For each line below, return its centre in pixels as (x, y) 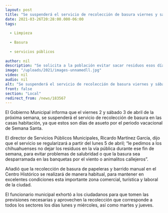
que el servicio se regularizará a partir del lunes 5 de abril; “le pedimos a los (83, 143)
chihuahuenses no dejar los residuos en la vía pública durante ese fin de (80, 148)
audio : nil (16, 79)
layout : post (19, 10)
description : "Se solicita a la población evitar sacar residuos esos (80, 65)
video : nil (16, 75)
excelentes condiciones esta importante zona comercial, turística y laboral (82, 179)
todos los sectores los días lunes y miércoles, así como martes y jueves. (79, 205)
